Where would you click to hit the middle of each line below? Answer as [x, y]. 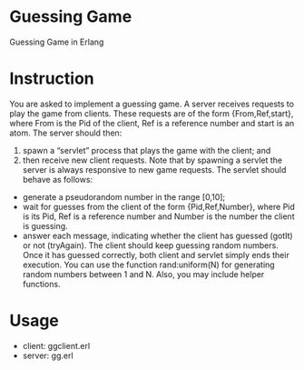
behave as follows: [58, 179]
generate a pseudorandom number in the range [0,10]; [124, 196]
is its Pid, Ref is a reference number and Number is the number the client [158, 216]
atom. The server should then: [66, 133]
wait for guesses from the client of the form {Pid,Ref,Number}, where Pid [158, 206]
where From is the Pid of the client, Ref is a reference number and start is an [152, 123]
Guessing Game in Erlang [57, 42]
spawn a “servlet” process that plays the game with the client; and [147, 150]
